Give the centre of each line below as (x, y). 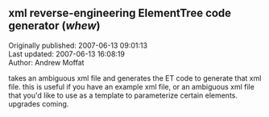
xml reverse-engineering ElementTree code (120, 13)
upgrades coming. (39, 103)
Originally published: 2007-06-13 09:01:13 (78, 45)
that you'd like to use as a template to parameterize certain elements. (123, 95)
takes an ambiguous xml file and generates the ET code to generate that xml (135, 78)
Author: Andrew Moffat (46, 62)
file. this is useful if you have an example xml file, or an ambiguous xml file (132, 86)
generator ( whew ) (54, 26)
